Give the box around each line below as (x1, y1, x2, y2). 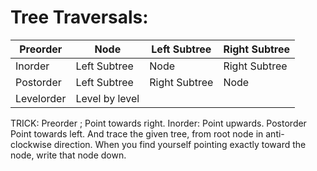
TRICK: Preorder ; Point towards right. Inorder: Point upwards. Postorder (10, 117, 307, 129)
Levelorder (15, 91, 67, 105)
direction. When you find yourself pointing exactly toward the (53, 138, 307, 150)
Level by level (75, 91, 140, 105)
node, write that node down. (10, 149, 127, 161)
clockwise (10, 138, 52, 150)
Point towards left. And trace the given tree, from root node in (10, 127, 264, 140)
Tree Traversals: (10, 6, 149, 29)
